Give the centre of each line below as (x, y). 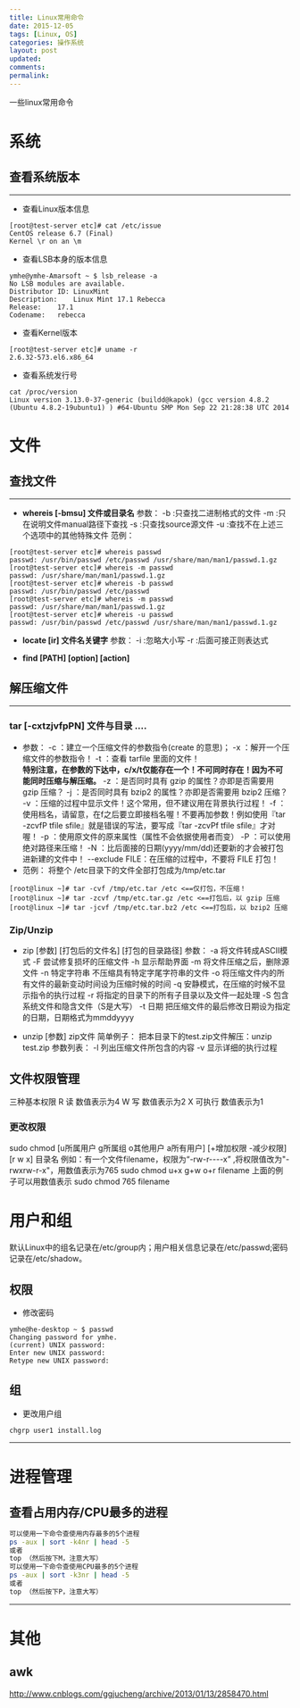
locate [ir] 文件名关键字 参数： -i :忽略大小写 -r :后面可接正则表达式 (145, 640)
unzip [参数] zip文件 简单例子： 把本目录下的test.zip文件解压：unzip (147, 1037)
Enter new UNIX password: (57, 1354)
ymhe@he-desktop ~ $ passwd (62, 1330)
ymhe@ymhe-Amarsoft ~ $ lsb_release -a (83, 276)
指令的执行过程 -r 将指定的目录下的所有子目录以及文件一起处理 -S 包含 (159, 996)
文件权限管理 (45, 1078)
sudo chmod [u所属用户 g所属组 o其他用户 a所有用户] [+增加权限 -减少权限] (148, 1148)
